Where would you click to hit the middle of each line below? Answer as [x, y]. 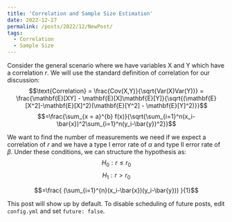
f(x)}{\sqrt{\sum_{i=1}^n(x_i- [155, 116]
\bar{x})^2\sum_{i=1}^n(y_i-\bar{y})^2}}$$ [116, 124]
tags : [15, 33]
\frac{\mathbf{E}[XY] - [48, 98]
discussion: [24, 80]
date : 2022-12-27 [32, 20]
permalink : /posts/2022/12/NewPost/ [60, 26]
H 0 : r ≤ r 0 [116, 163]
